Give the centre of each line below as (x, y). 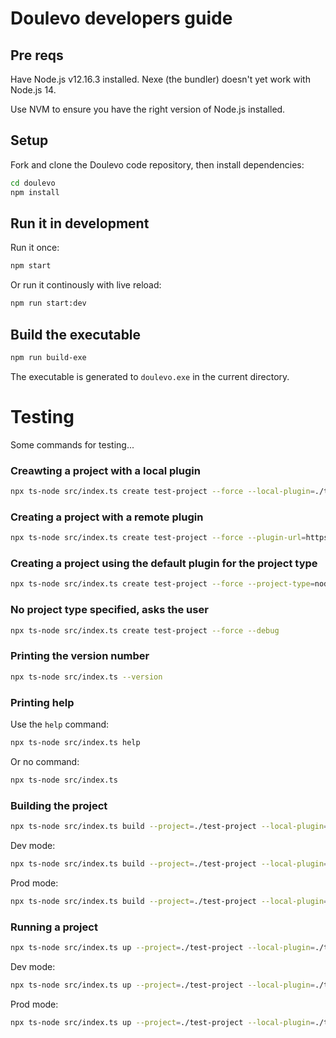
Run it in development (80, 223)
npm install (35, 192)
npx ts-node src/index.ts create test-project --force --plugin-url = (158, 538)
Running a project (54, 927)
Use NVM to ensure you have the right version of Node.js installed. (148, 109)
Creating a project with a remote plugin (107, 517)
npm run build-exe (48, 357)
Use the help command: (60, 724)
